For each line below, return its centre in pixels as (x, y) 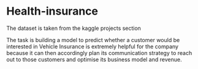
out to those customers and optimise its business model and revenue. (94, 59)
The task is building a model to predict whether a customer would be (93, 40)
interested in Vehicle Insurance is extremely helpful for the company (93, 46)
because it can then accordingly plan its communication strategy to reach (99, 53)
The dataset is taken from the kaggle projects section (74, 28)
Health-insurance (52, 11)
